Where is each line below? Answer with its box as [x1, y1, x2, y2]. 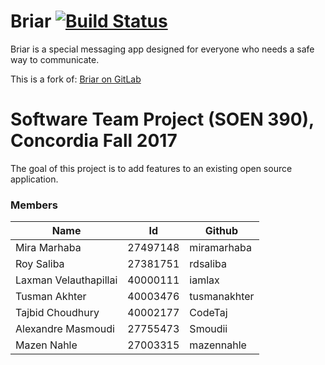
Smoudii [189, 322, 228, 336]
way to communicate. [10, 53, 100, 65]
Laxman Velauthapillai [15, 273, 118, 287]
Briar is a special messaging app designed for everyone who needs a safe [10, 43, 315, 55]
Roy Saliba [15, 257, 65, 271]
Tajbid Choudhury [15, 306, 100, 320]
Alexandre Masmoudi [15, 322, 115, 336]
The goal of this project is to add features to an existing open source [10, 162, 293, 174]
